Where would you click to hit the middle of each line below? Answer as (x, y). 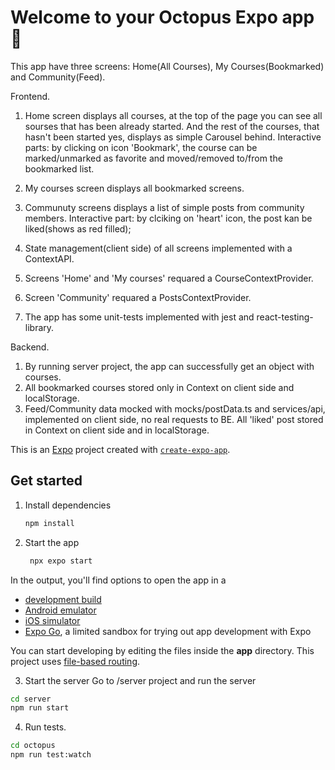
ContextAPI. (49, 258)
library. (39, 327)
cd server (31, 699)
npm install (49, 523)
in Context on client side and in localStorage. (117, 430)
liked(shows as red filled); (78, 228)
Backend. (30, 347)
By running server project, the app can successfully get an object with (169, 366)
